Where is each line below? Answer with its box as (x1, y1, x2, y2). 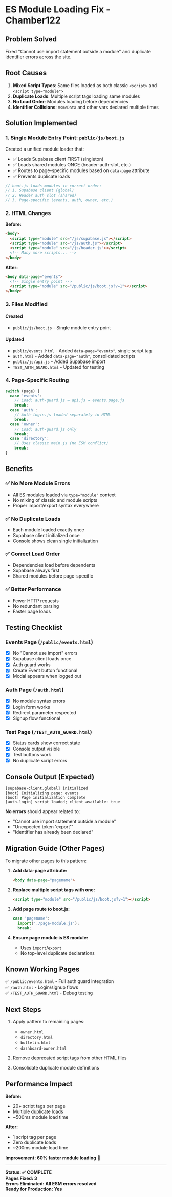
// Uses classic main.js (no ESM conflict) (14, 441, 109, 446)
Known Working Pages (5, 965, 80, 973)
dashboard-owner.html (20, 1046, 67, 1051)
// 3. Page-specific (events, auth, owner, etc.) (5, 198, 114, 203)
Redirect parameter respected (12, 709, 76, 715)
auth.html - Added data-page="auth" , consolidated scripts (12, 353, 136, 359)
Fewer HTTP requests (12, 597, 59, 604)
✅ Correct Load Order (5, 550, 60, 558)
